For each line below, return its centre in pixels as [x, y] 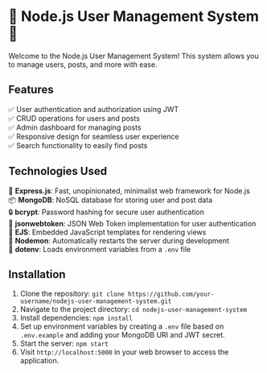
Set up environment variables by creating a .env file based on [122, 326]
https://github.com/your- [171, 294]
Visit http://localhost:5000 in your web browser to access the [124, 352]
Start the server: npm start [64, 344]
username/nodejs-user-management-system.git [96, 301]
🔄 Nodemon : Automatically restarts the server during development [119, 240]
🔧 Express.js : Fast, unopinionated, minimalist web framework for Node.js [129, 191]
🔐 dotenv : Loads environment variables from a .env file [100, 249]
